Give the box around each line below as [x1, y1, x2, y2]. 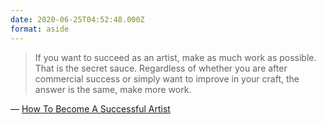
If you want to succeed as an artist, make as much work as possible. [34, 51, 317, 63]
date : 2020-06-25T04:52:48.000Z [10, 14, 145, 25]
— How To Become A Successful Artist [10, 102, 171, 115]
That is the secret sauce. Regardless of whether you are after [34, 62, 288, 74]
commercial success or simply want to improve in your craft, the [34, 72, 300, 85]
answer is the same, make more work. [34, 83, 192, 95]
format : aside [10, 24, 70, 34]
